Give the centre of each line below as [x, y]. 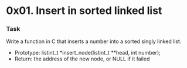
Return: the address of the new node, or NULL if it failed [82, 59]
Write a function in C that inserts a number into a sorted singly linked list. [94, 41]
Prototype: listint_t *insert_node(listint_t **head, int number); [88, 53]
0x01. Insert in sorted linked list [84, 11]
